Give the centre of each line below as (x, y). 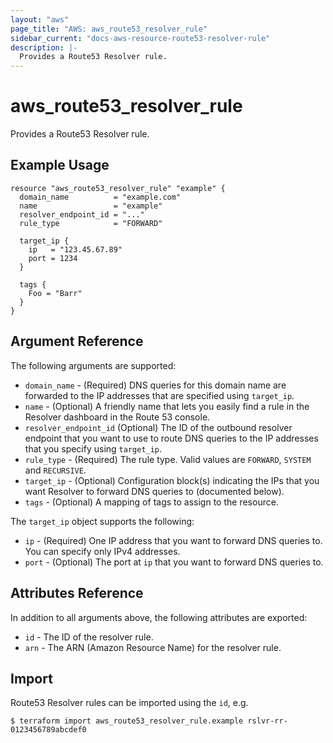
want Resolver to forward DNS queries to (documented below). (154, 491)
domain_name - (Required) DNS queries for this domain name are (155, 385)
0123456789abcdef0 (48, 730)
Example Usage (60, 165)
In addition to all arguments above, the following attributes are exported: (159, 617)
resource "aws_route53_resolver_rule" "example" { (118, 188)
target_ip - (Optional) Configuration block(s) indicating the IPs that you (172, 480)
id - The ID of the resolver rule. (89, 637)
